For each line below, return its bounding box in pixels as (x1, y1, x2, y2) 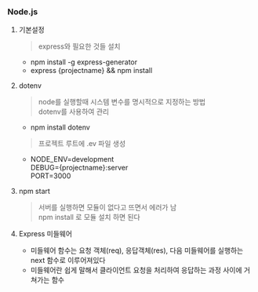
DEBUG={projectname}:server (30, 163, 129, 173)
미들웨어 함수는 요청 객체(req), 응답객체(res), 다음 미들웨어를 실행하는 (30, 246, 244, 255)
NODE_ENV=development (30, 155, 114, 164)
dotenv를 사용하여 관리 (38, 107, 110, 116)
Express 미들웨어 (18, 229, 72, 239)
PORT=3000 (30, 171, 71, 181)
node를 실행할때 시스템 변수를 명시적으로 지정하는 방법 (38, 97, 205, 107)
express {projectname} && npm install (30, 66, 153, 75)
